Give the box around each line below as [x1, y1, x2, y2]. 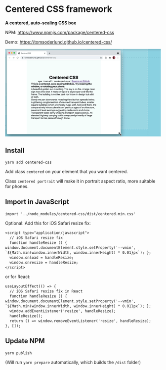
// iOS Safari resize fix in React [9, 288, 83, 294]
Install [5, 146, 25, 154]
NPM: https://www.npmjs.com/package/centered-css [5, 29, 115, 35]
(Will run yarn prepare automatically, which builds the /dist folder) [5, 359, 141, 365]
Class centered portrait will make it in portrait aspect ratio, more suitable [5, 178, 156, 184]
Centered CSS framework [5, 3, 113, 15]
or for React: [5, 274, 31, 279]
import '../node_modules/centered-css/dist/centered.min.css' [5, 211, 136, 216]
